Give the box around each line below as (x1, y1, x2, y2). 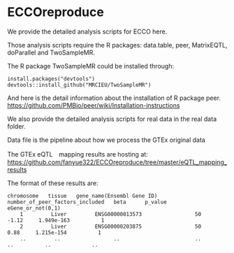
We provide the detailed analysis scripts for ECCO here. (7, 27, 168, 36)
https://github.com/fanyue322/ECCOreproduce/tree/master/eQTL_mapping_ (7, 158, 227, 166)
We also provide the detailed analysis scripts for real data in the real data (7, 115, 217, 123)
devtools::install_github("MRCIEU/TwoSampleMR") (7, 81, 152, 88)
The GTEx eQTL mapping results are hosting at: (7, 150, 148, 158)
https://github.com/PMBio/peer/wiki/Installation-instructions (7, 101, 180, 109)
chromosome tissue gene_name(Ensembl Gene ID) (7, 192, 158, 199)
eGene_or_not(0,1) (7, 204, 61, 212)
